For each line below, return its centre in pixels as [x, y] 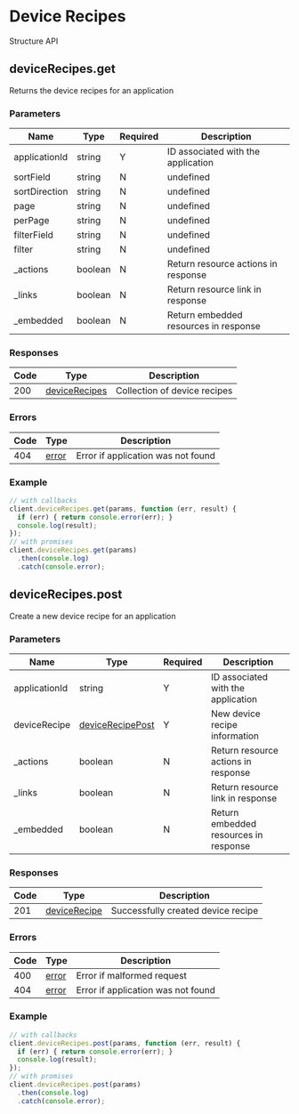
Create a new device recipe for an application [93, 616]
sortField [32, 177]
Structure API [34, 41]
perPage [32, 221]
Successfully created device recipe [185, 911]
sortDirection [41, 191]
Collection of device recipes [174, 391]
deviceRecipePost [117, 724]
